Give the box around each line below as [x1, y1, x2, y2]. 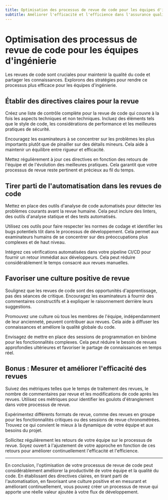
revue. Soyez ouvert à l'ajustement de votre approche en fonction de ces [5, 442, 155, 448]
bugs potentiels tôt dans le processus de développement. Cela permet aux [5, 229, 159, 235]
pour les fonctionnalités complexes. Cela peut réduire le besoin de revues [5, 339, 157, 345]
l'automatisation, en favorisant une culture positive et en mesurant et [5, 478, 147, 484]
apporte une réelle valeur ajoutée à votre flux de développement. [5, 488, 139, 495]
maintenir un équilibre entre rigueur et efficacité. [5, 147, 105, 153]
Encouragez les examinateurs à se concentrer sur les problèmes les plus [5, 136, 155, 142]
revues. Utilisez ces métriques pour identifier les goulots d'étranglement [5, 396, 154, 402]
